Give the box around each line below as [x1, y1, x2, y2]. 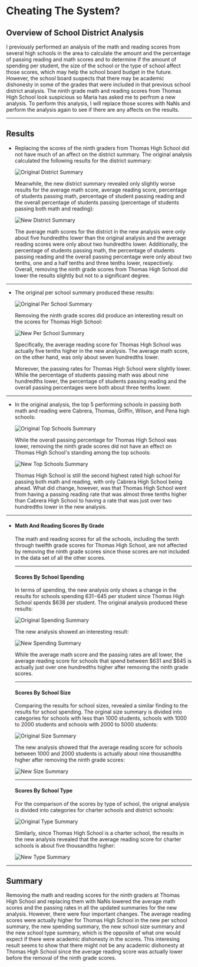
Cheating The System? [6, 4, 121, 18]
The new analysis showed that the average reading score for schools [14, 744, 183, 751]
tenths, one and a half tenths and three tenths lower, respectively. [14, 259, 174, 267]
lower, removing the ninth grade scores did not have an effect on [14, 442, 172, 450]
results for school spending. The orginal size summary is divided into [14, 708, 183, 716]
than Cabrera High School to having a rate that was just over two [14, 497, 172, 504]
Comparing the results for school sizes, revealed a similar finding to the [14, 702, 188, 709]
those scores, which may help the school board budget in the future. [6, 69, 173, 75]
